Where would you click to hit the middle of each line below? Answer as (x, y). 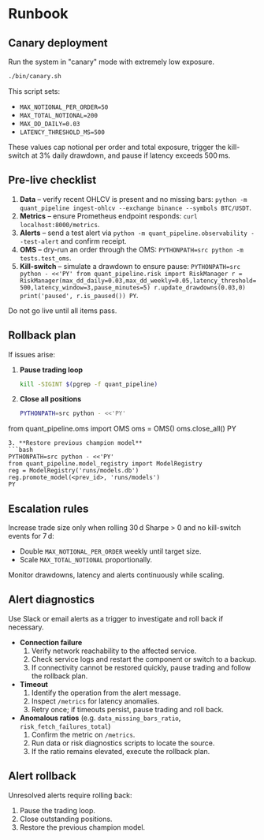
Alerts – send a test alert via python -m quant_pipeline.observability (134, 233)
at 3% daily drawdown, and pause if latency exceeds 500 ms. (131, 155)
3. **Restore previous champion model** (76, 443)
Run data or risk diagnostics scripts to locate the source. (123, 743)
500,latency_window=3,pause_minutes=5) (85, 287)
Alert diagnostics (52, 600)
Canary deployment (58, 43)
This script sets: (34, 91)
